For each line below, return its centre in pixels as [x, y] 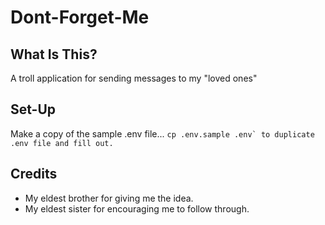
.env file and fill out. [62, 143]
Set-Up [33, 109]
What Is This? [54, 54]
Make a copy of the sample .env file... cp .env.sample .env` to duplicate [162, 133]
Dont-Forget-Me [80, 17]
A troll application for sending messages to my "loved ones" [134, 78]
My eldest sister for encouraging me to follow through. [137, 208]
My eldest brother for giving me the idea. [109, 198]
